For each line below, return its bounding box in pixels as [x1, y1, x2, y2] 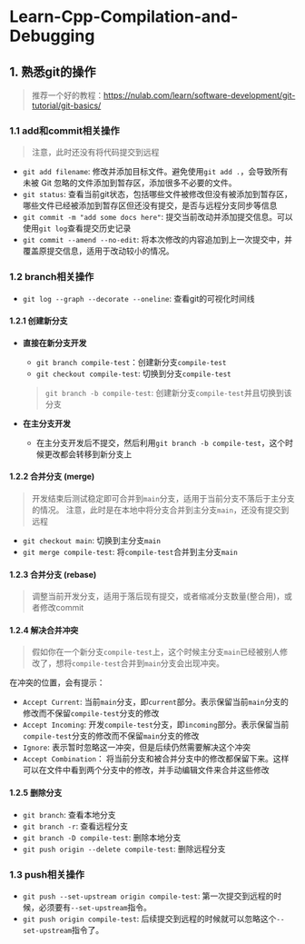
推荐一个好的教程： [31, 90, 104, 101]
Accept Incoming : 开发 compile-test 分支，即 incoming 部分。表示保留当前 [22, 720, 290, 730]
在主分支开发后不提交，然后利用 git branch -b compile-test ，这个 [35, 437, 286, 448]
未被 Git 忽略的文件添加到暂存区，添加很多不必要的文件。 [22, 177, 238, 188]
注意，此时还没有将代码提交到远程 [31, 147, 160, 158]
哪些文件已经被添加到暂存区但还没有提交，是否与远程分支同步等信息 [22, 200, 278, 211]
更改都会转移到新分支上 [44, 448, 133, 460]
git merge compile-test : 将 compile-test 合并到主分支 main [22, 547, 238, 557]
